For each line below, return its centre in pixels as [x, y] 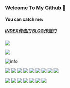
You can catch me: [24, 19]
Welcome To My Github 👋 [35, 8]
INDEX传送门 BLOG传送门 [31, 31]
